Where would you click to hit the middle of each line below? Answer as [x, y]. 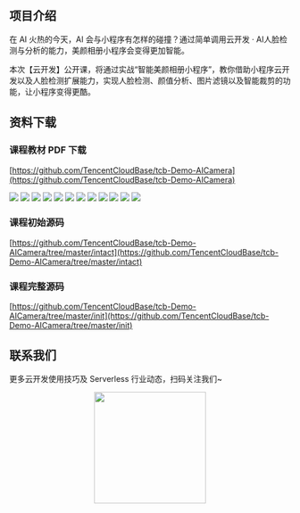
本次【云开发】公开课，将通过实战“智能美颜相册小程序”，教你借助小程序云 [146, 69]
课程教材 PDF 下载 [48, 150]
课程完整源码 [37, 286]
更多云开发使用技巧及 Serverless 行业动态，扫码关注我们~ [116, 378]
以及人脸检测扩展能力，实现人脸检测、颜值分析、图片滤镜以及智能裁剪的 [150, 80]
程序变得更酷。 [67, 91]
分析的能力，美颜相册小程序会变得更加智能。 [107, 50]
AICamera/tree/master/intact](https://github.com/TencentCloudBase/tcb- [144, 252]
